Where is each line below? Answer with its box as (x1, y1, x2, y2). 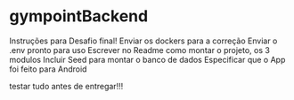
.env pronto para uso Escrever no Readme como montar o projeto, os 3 (9, 44, 270, 55)
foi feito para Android (9, 64, 87, 74)
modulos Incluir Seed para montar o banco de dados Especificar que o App (9, 54, 286, 65)
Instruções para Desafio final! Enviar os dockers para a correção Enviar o (9, 35, 278, 46)
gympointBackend (9, 6, 149, 27)
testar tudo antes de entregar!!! (9, 81, 124, 91)
